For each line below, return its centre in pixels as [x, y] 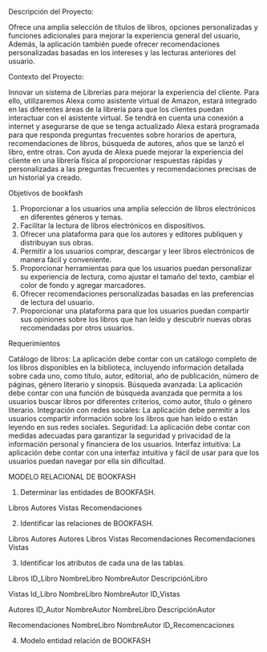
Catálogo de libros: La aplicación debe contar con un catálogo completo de [133, 359]
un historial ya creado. [45, 177]
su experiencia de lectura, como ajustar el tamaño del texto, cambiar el [137, 277]
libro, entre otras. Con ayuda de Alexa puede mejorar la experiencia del [126, 152]
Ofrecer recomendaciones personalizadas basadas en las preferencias [137, 294]
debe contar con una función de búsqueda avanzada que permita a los [125, 393]
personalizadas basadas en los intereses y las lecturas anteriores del [122, 53]
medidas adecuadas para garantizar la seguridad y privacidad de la [119, 435]
